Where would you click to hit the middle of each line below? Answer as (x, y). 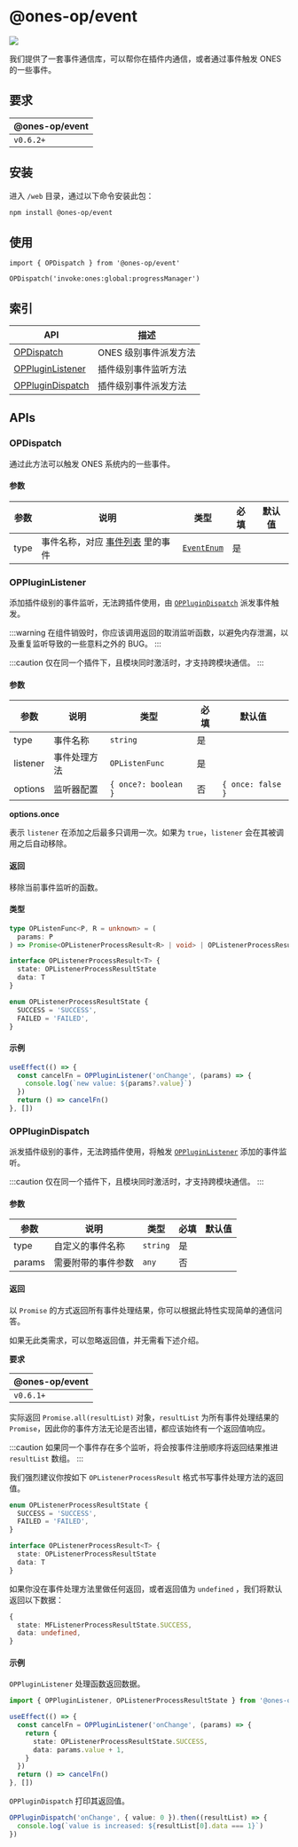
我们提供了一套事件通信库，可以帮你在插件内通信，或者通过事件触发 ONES (145, 59)
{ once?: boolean (146, 785)
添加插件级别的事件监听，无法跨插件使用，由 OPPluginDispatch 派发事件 (141, 603)
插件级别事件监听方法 (142, 369)
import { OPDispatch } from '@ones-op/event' (94, 264)
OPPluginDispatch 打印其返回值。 (70, 1801)
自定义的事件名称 (90, 1247)
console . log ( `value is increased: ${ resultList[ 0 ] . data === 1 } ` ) (141, 1826)
